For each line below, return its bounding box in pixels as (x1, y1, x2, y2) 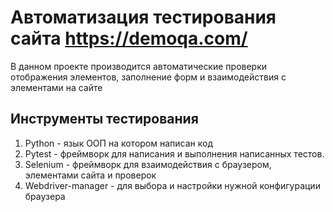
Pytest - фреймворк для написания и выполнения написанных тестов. (24, 147, 325, 160)
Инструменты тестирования (10, 111, 199, 128)
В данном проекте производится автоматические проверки (10, 60, 268, 72)
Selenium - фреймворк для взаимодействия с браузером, (24, 158, 272, 170)
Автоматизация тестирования (10, 6, 277, 29)
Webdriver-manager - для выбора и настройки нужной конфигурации (24, 179, 321, 191)
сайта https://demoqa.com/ (10, 27, 248, 50)
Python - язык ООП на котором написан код (24, 137, 214, 149)
